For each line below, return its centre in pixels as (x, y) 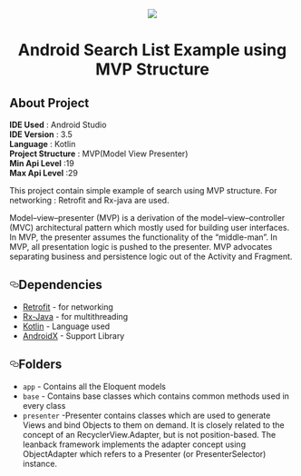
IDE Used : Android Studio (58, 124)
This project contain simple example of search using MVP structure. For (143, 190)
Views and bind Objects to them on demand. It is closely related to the (153, 425)
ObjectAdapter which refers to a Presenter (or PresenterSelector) (144, 453)
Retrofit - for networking (68, 307)
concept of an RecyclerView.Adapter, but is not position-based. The (149, 434)
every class (44, 405)
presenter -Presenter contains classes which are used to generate (146, 415)
